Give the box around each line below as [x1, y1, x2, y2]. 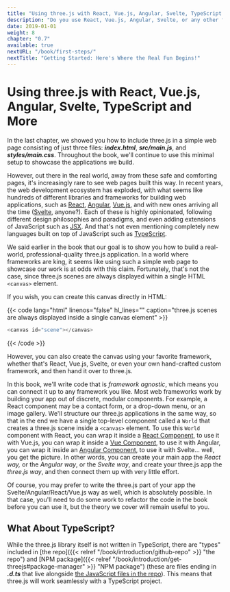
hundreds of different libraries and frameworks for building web [7, 193, 187, 201]
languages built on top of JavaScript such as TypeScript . [7, 229, 168, 237]
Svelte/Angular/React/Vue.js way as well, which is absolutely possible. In [7, 488, 212, 496]
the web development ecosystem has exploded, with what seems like [7, 186, 203, 194]
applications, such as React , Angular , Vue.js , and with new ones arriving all [7, 200, 218, 209]
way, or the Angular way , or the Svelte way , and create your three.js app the [7, 460, 222, 469]
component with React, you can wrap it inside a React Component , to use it [7, 431, 220, 439]
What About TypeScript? [7, 522, 115, 534]
